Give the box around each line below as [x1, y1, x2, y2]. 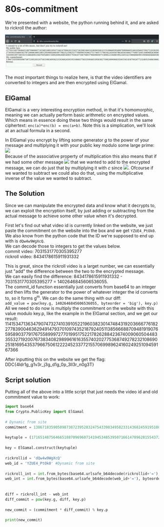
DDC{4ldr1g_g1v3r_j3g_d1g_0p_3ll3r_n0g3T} [5, 362, 94, 367]
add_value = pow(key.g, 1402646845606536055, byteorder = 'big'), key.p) [5, 301, 159, 306]
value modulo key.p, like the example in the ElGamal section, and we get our [5, 311, 158, 317]
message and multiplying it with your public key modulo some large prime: [5, 142, 155, 148]
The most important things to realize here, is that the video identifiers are [5, 74, 152, 80]
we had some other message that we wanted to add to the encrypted [5, 159, 150, 165]
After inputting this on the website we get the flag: [5, 356, 106, 363]
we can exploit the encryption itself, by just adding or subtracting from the [5, 207, 154, 213]
